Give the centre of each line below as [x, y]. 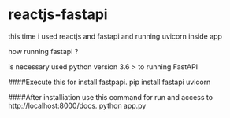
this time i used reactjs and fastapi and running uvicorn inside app [115, 36]
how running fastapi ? [43, 51]
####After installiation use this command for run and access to [111, 97]
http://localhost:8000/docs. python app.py [77, 105]
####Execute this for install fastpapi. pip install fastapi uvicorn [109, 82]
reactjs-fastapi [58, 15]
